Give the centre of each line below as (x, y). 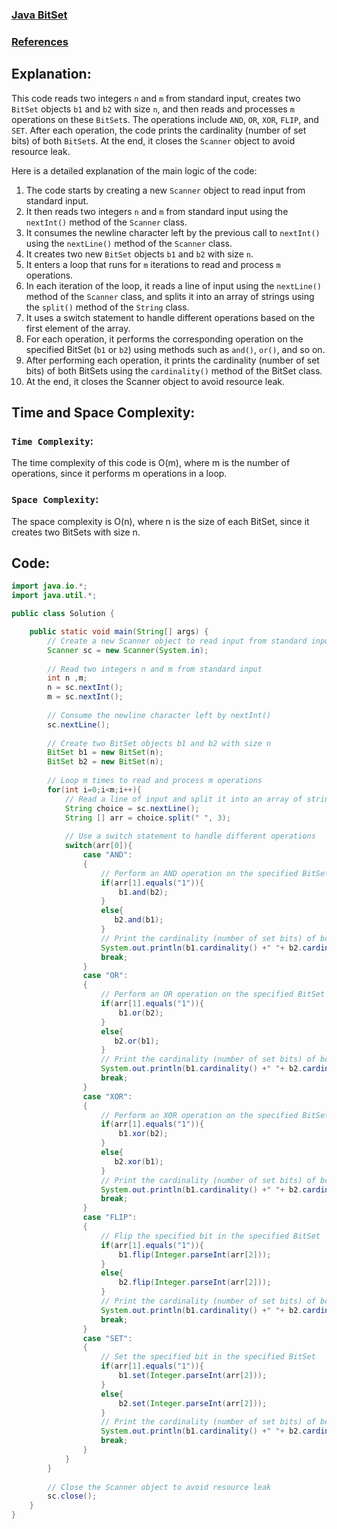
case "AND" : (107, 855)
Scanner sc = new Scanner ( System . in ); (128, 650)
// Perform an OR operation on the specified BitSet (213, 994)
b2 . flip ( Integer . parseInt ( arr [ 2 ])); (195, 1283)
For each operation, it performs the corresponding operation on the (164, 339)
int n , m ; (67, 678)
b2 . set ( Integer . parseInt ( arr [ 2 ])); (193, 1403)
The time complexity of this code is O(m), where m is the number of (151, 463)
